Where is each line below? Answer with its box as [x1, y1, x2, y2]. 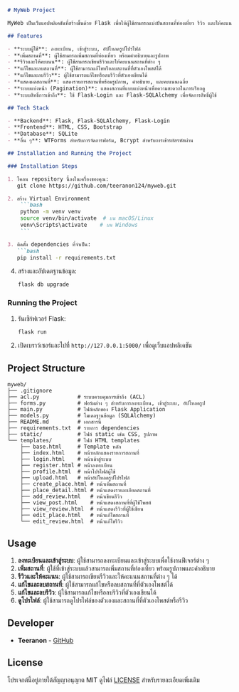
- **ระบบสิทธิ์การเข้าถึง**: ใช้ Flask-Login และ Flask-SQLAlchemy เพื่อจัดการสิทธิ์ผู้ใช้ [7, 91, 217, 99]
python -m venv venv [20, 208, 81, 215]
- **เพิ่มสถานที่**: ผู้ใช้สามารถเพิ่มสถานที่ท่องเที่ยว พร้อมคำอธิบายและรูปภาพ [7, 52, 169, 59]
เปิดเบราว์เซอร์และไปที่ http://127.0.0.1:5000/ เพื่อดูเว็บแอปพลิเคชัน [17, 341, 192, 350]
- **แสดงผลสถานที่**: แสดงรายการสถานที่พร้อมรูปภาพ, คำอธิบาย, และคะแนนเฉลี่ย [7, 78, 188, 85]
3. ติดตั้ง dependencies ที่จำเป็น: [7, 240, 91, 248]
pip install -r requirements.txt [16, 254, 116, 261]
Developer [7, 617, 55, 629]
